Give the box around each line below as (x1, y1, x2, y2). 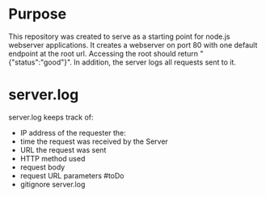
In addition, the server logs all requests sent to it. (74, 57, 236, 67)
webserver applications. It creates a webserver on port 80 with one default (8, 40, 258, 49)
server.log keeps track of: (8, 112, 95, 122)
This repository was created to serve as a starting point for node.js (8, 31, 230, 41)
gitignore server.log (19, 179, 86, 189)
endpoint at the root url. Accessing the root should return (8, 48, 199, 58)
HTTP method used (19, 153, 86, 163)
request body (19, 162, 65, 172)
